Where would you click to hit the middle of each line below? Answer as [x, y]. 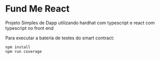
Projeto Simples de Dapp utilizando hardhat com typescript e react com [80, 23]
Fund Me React [38, 9]
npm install [18, 47]
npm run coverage [24, 51]
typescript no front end [29, 28]
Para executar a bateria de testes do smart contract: [60, 38]
